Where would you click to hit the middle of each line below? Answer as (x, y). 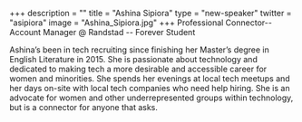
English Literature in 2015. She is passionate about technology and (134, 59)
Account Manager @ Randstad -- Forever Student (102, 32)
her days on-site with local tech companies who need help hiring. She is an (150, 88)
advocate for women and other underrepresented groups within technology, (151, 98)
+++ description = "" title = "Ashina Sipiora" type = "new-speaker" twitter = (151, 13)
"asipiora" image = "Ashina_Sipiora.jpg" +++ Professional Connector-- (141, 23)
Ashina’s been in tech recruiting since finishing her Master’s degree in (139, 50)
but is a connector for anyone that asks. (84, 107)
